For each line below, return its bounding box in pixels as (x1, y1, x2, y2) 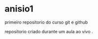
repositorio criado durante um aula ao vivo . (4, 28, 93, 34)
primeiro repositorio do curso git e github (4, 19, 88, 25)
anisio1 (4, 3, 33, 14)
